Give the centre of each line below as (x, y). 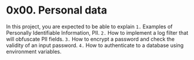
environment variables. (34, 51)
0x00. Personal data (57, 10)
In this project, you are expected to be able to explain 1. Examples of (89, 26)
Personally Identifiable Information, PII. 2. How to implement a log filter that (97, 32)
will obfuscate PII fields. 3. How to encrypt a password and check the (91, 39)
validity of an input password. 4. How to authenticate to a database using (95, 45)
